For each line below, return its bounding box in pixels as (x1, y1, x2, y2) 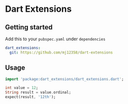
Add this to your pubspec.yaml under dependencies (5, 36, 105, 42)
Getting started (5, 23, 53, 31)
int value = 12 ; (5, 85, 38, 90)
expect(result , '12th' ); (5, 95, 56, 100)
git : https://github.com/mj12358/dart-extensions (9, 50, 113, 55)
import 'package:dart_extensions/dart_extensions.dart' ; (5, 77, 124, 81)
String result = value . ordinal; (5, 90, 71, 95)
